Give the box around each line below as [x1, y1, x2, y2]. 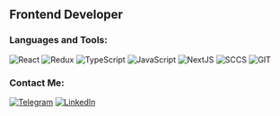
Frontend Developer [9, 7, 124, 22]
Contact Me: [9, 76, 65, 88]
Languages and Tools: [9, 34, 108, 46]
